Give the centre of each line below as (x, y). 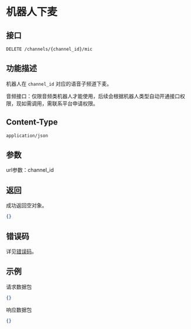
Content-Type (32, 122)
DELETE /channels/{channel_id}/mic (49, 49)
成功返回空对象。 (27, 206)
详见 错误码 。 (21, 251)
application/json (27, 136)
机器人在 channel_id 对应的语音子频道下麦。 (59, 84)
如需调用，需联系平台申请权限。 (60, 103)
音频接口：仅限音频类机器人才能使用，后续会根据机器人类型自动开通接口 (93, 96)
